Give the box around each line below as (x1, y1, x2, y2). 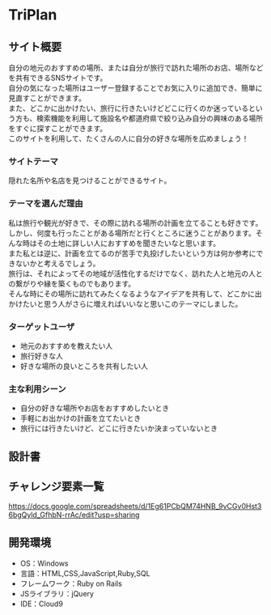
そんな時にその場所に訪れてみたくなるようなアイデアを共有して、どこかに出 (8, 289, 263, 299)
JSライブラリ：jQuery (19, 589, 95, 599)
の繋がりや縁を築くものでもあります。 (8, 278, 136, 288)
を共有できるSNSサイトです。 (8, 73, 108, 83)
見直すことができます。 (8, 93, 87, 103)
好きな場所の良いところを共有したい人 (19, 361, 148, 371)
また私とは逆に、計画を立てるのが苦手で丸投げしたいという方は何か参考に (8, 248, 256, 258)
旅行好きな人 (19, 350, 63, 361)
